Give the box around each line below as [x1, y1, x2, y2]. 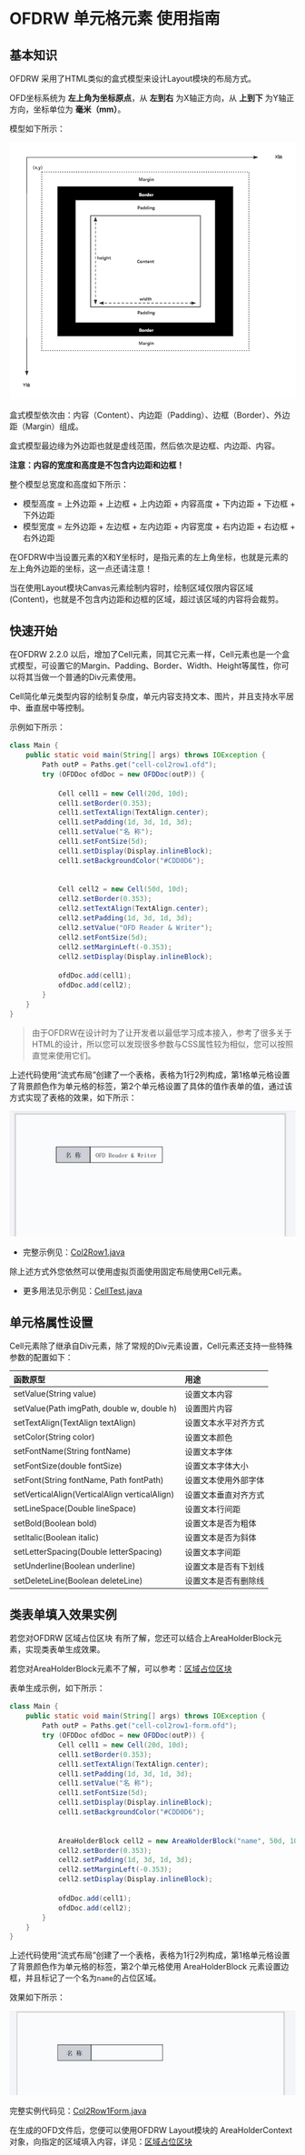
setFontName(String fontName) [13, 1446, 132, 1457]
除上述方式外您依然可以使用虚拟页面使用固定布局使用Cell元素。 [9, 1266, 247, 1278]
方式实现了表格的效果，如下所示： [9, 1092, 137, 1103]
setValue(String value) [13, 1388, 97, 1399]
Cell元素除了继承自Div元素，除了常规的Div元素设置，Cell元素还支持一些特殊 [9, 1340, 293, 1351]
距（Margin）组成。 [9, 421, 84, 432]
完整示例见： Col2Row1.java [22, 1247, 125, 1258]
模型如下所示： [9, 124, 65, 134]
